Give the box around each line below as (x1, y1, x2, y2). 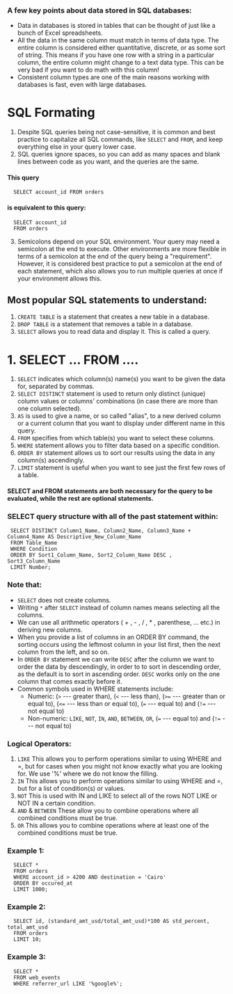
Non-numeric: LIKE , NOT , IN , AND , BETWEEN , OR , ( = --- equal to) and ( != (27, 714, 221, 722)
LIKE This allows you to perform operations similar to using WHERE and (17, 754, 222, 763)
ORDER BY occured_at (13, 880, 73, 887)
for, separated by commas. (17, 382, 95, 391)
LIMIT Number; (10, 564, 51, 571)
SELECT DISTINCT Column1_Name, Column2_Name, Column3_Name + (10, 527, 191, 534)
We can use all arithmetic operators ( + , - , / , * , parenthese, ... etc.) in (17, 618, 220, 626)
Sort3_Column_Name (7, 558, 61, 565)
